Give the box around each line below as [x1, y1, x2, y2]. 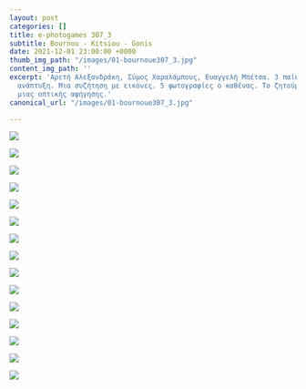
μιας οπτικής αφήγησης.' [17, 89, 112, 98]
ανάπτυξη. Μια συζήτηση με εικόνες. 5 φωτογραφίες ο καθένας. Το [17, 81, 271, 90]
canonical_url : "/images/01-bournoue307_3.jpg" [9, 97, 194, 107]
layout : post [9, 13, 59, 23]
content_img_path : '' [9, 65, 92, 74]
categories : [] [9, 22, 67, 31]
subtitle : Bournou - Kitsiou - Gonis [9, 38, 153, 48]
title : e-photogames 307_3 [9, 30, 112, 39]
